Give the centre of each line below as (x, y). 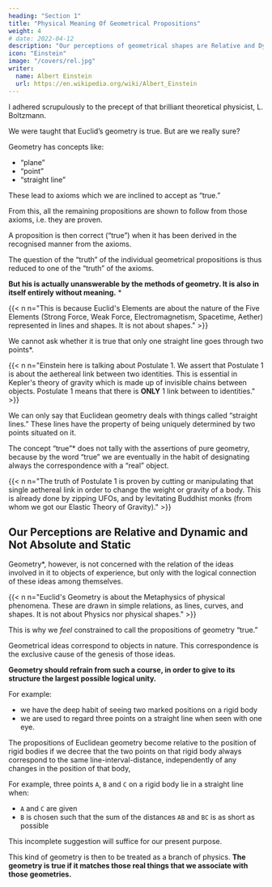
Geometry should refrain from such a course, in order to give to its (122, 670)
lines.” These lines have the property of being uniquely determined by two (132, 424)
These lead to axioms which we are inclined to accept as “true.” (115, 195)
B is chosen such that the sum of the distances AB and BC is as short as (137, 817)
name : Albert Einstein (54, 76)
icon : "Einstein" (38, 53)
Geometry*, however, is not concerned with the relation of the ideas (121, 564)
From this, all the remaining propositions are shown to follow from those (128, 210)
